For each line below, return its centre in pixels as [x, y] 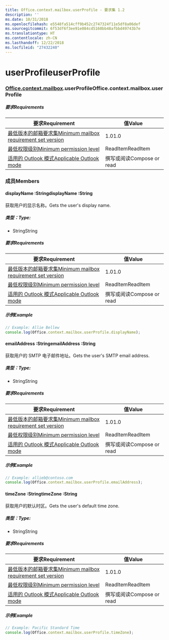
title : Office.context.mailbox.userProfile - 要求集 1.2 [65, 10]
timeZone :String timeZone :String [41, 494]
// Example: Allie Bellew [32, 327]
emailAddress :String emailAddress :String [50, 343]
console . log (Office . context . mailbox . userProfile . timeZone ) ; [70, 633]
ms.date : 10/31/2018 [27, 19]
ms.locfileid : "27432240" [32, 47]
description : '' [22, 15]
